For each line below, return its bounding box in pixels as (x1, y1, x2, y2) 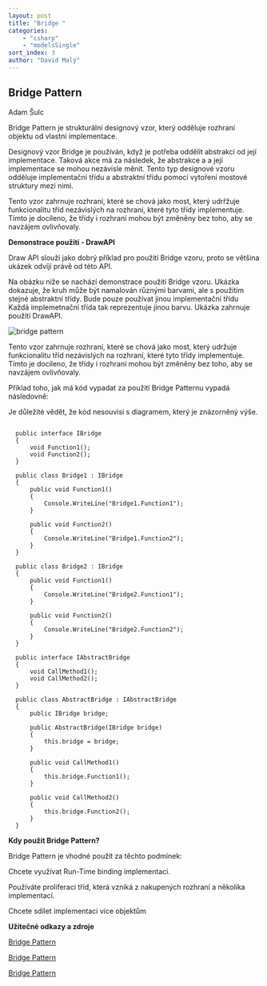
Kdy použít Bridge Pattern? (8, 836, 100, 845)
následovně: (8, 391, 50, 401)
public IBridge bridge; (29, 709, 110, 717)
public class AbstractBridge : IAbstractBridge (15, 695, 177, 703)
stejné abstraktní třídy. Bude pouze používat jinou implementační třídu (8, 294, 239, 303)
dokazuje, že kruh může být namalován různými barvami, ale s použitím (8, 285, 245, 295)
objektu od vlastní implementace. (8, 131, 118, 141)
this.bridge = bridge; (43, 737, 120, 745)
